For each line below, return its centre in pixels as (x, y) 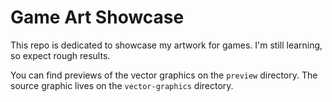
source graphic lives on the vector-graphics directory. (122, 85)
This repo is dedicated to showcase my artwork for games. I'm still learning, (166, 45)
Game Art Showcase (97, 17)
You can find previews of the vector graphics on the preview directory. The (164, 75)
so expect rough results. (60, 55)
